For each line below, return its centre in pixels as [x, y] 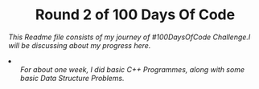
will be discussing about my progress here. [80, 45]
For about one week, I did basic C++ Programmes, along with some [132, 69]
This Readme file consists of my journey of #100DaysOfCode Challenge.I [129, 37]
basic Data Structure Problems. [72, 78]
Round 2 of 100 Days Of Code [135, 15]
